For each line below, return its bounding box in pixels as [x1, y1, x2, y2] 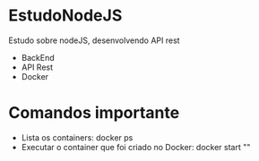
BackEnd [21, 52, 55, 63]
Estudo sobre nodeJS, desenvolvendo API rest [8, 35, 180, 46]
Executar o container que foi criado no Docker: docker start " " [21, 141, 251, 152]
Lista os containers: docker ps [21, 131, 134, 143]
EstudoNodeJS [8, 5, 123, 26]
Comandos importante [8, 103, 180, 123]
